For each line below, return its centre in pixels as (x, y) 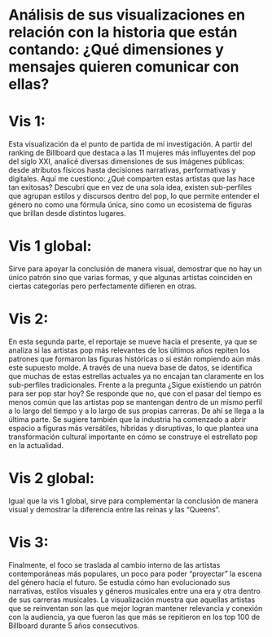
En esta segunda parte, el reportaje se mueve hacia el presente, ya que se (133, 341)
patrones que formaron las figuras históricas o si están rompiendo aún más (134, 359)
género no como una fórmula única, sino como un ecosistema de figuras (130, 204)
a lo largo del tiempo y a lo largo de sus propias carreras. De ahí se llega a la (136, 411)
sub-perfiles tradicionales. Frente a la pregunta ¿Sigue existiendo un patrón (135, 385)
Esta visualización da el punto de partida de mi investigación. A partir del (130, 144)
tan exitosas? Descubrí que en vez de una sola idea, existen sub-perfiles (130, 187)
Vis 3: (29, 543)
